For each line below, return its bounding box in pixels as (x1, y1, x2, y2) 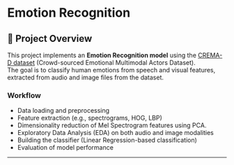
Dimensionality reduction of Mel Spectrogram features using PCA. (17, 121, 207, 129)
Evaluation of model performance (17, 143, 114, 152)
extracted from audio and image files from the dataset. (7, 73, 164, 81)
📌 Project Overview (7, 33, 93, 45)
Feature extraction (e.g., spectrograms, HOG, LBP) (17, 113, 162, 123)
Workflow (7, 91, 42, 100)
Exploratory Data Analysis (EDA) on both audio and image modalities (17, 129, 214, 137)
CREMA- (198, 51, 223, 59)
